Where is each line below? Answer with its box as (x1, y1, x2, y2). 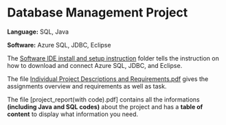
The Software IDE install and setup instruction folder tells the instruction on (7, 54, 220, 62)
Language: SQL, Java (7, 27, 69, 36)
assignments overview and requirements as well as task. (7, 82, 167, 90)
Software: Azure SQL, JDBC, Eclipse (7, 41, 111, 49)
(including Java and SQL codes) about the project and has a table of (7, 102, 203, 111)
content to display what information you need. (7, 110, 139, 118)
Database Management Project (7, 5, 188, 21)
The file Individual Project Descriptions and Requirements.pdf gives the (7, 74, 209, 83)
